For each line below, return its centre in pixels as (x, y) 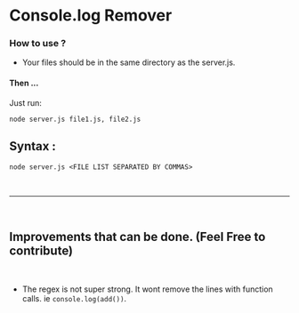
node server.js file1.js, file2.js (75, 119)
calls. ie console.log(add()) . (74, 299)
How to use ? (38, 44)
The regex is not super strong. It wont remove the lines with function (147, 289)
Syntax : (32, 146)
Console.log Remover (91, 16)
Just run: (26, 102)
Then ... (24, 83)
